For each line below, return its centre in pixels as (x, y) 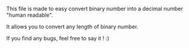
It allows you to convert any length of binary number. (72, 27)
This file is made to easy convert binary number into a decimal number (95, 9)
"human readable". (30, 15)
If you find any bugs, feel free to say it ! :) (58, 38)
